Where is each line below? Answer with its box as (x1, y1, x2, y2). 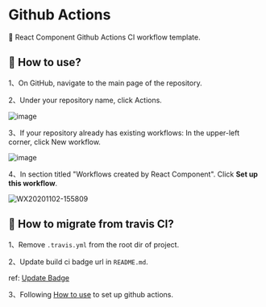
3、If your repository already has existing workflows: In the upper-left (8, 127, 240, 138)
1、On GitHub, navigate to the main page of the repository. (8, 78, 203, 88)
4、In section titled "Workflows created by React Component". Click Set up (8, 169, 258, 179)
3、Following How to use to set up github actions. (8, 289, 173, 299)
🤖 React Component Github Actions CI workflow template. (8, 32, 201, 42)
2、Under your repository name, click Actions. (8, 95, 163, 105)
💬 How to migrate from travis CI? (8, 218, 175, 231)
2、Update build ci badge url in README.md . (8, 256, 148, 267)
